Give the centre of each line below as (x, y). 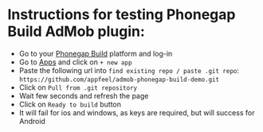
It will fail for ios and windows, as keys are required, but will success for (137, 112)
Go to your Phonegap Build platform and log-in (96, 53)
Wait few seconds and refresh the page (84, 95)
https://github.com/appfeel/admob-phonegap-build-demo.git (119, 80)
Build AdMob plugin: (76, 31)
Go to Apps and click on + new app (75, 62)
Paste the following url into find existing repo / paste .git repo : (129, 70)
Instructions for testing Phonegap (122, 15)
